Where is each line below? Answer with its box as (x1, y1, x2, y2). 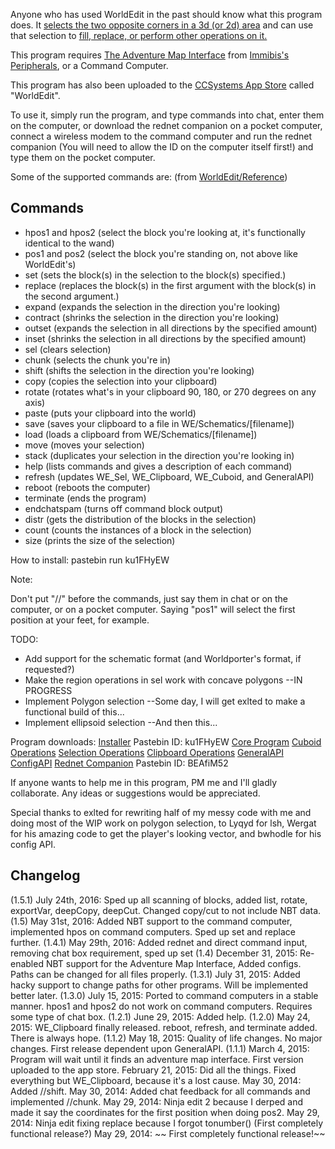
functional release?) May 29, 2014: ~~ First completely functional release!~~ (10, 1127, 326, 1139)
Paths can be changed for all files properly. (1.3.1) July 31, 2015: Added (10, 968, 301, 980)
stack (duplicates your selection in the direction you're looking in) (24, 449, 295, 461)
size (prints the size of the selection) (24, 534, 176, 546)
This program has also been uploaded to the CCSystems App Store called (10, 79, 315, 91)
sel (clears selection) (24, 343, 112, 355)
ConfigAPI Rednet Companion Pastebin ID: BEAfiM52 (10, 757, 229, 769)
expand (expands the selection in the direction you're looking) (24, 300, 281, 313)
